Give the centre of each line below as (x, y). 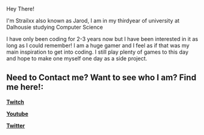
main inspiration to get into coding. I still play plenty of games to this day (97, 52)
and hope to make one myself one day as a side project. (77, 58)
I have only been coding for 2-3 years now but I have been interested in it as (102, 39)
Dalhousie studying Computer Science (55, 27)
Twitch (15, 102)
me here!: (25, 87)
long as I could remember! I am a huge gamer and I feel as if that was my (98, 46)
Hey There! (20, 9)
